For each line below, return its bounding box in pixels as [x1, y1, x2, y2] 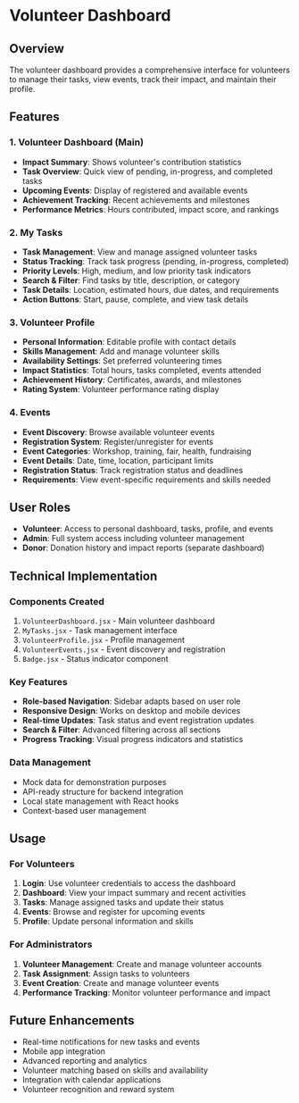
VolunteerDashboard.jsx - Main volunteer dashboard [21, 615, 216, 626]
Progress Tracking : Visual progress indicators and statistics [21, 734, 244, 745]
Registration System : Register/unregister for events [21, 436, 214, 447]
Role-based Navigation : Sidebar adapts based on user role [21, 696, 241, 706]
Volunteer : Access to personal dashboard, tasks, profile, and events [21, 523, 274, 534]
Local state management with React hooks [21, 796, 179, 806]
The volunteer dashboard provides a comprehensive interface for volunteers [9, 64, 290, 75]
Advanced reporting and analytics [21, 1056, 147, 1066]
